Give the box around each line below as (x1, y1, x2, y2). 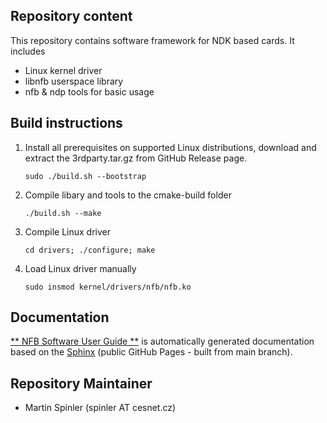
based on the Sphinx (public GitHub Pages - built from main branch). (10, 346, 293, 358)
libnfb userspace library (24, 75, 124, 87)
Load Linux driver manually (24, 262, 137, 274)
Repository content (10, 8, 133, 25)
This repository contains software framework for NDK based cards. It (10, 34, 295, 46)
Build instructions (10, 115, 123, 132)
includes (10, 45, 46, 57)
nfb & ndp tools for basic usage (24, 85, 155, 98)
